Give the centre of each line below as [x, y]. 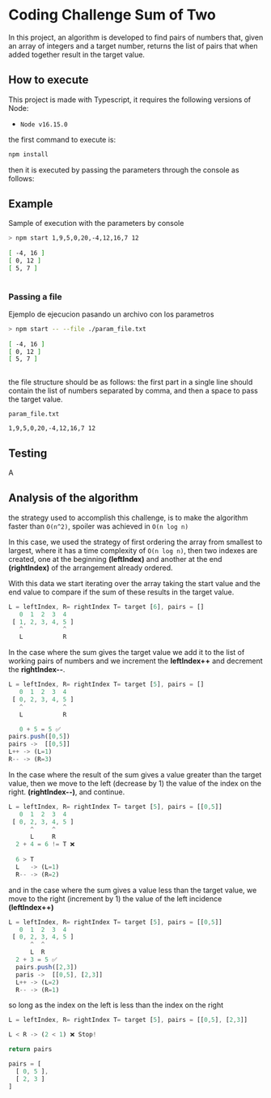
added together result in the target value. [77, 54]
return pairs [30, 1049]
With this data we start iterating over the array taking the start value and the [135, 583]
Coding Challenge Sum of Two [112, 15]
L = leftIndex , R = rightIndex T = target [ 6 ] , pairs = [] [106, 606]
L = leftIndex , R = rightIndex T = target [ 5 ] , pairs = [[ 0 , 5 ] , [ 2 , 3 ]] [128, 1020]
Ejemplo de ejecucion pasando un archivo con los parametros [111, 314]
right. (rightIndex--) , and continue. [67, 792]
